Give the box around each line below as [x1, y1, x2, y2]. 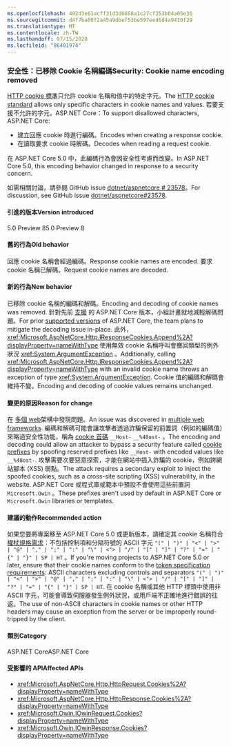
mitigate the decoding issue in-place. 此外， [7, 325, 133, 333]
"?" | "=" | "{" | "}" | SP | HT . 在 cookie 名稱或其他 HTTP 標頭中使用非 [7, 583, 221, 591]
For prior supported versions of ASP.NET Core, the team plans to [19, 316, 203, 325]
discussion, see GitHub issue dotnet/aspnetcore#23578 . [7, 191, 168, 200]
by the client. [29, 615, 67, 623]
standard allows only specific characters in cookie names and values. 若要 [7, 101, 219, 109]
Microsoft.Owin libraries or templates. [7, 497, 114, 505]
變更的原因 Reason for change [7, 399, 93, 407]
